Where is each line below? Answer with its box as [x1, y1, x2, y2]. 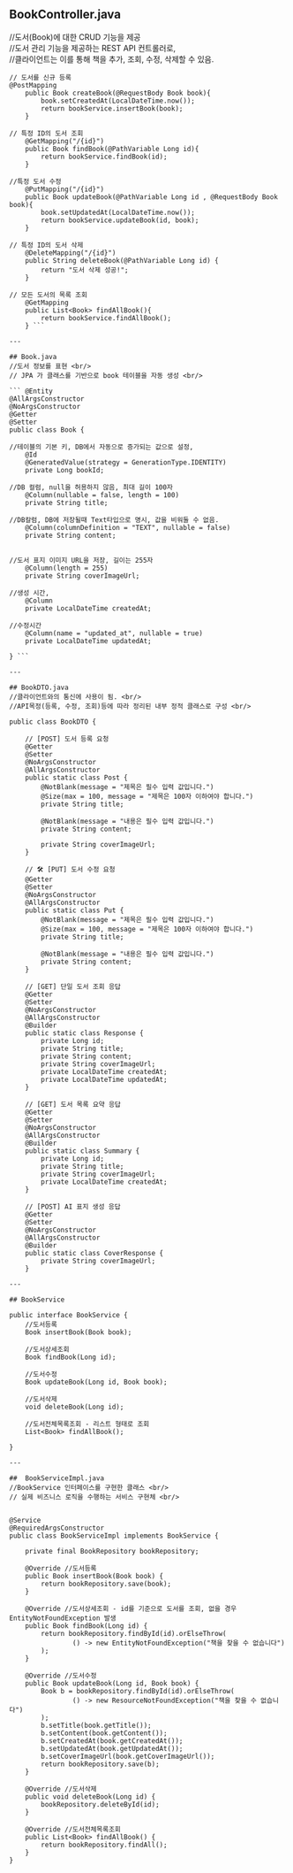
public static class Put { [25, 906, 124, 915]
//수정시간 [9, 621, 42, 630]
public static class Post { [25, 773, 128, 782]
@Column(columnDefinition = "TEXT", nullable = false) [25, 523, 231, 532]
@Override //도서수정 [25, 1671, 97, 1680]
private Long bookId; [25, 465, 104, 474]
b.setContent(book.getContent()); [41, 1729, 168, 1738]
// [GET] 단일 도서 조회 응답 [25, 982, 122, 991]
